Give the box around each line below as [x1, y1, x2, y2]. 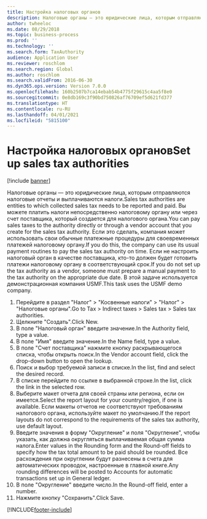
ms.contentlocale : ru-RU [7, 106, 71, 112]
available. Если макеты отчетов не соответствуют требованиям [15, 403, 183, 410]
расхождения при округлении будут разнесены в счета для [15, 455, 173, 463]
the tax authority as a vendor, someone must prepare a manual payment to [7, 267, 196, 275]
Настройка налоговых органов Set [7, 144, 191, 158]
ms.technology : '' [7, 44, 54, 50]
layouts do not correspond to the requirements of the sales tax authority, [15, 416, 200, 423]
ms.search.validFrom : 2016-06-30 [7, 77, 93, 83]
